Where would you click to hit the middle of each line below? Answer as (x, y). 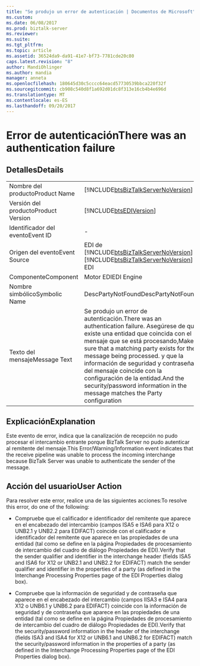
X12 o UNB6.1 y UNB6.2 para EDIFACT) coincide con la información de (101, 606)
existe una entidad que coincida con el (138, 333)
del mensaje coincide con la (123, 371)
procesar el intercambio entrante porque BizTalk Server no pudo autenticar (98, 442)
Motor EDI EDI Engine (113, 276)
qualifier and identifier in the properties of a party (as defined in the (97, 569)
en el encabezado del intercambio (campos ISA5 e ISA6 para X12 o (97, 525)
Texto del (22, 352)
